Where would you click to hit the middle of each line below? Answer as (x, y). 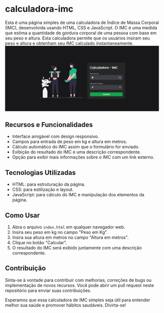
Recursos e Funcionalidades (49, 125)
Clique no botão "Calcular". (40, 242)
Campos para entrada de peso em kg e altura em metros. (70, 142)
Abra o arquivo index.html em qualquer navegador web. (69, 227)
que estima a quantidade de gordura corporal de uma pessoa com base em (81, 33)
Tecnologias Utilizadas (41, 173)
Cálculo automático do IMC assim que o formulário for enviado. (76, 147)
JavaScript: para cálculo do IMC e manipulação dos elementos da (78, 195)
